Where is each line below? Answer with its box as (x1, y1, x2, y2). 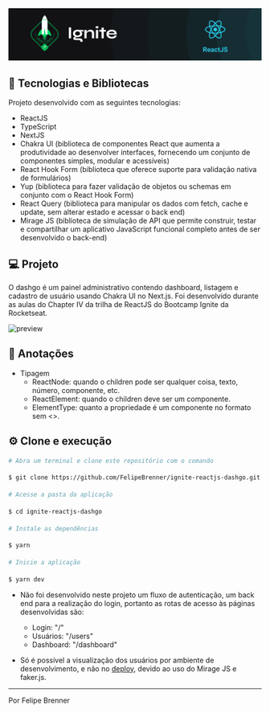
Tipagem (19, 368, 50, 378)
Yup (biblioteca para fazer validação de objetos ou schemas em (19, 182, 231, 191)
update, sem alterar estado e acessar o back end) (19, 207, 186, 217)
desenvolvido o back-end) (19, 233, 108, 243)
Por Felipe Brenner (8, 695, 71, 705)
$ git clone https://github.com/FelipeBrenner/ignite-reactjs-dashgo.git (8, 473, 261, 481)
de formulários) (19, 173, 72, 183)
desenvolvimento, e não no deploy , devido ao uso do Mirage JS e (19, 663, 237, 674)
